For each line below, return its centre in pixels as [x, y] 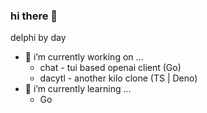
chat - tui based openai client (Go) [110, 68]
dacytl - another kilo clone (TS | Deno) [118, 78]
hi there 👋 [34, 16]
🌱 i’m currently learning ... [78, 89]
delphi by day [38, 38]
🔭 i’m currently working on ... [84, 57]
